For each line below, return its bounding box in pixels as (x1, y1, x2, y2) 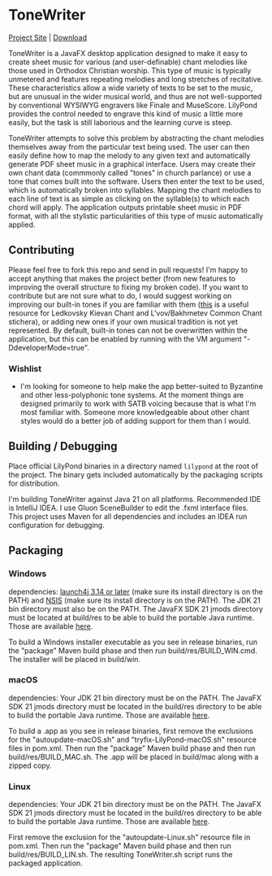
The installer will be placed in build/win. (8, 654, 140, 664)
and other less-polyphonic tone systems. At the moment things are (19, 390, 244, 400)
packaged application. (8, 858, 83, 868)
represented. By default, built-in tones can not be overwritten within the (8, 325, 248, 335)
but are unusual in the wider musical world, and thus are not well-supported (8, 91, 262, 101)
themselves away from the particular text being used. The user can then (8, 142, 250, 151)
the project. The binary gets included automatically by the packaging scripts (8, 469, 264, 479)
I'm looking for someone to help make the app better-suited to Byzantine (19, 381, 264, 391)
